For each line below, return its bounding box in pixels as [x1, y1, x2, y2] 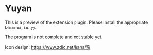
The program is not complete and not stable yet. [5, 34, 102, 40]
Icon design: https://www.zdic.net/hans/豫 [5, 44, 91, 50]
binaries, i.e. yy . [5, 24, 37, 30]
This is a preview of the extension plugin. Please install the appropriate [5, 19, 148, 25]
